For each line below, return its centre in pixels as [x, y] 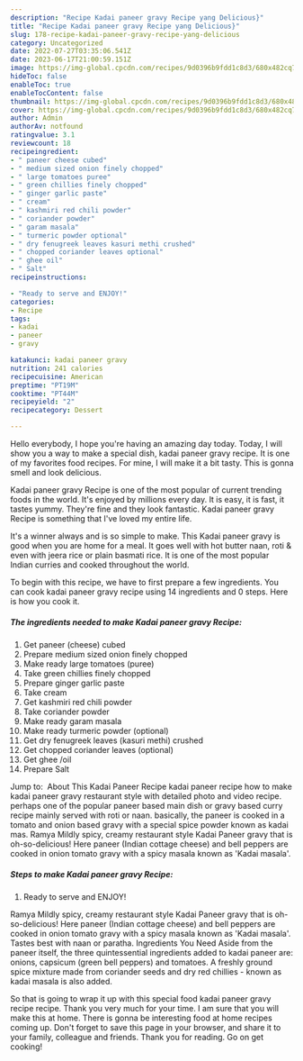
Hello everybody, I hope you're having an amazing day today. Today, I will [146, 444]
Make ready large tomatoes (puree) [89, 664]
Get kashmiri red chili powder [78, 702]
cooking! [27, 1047]
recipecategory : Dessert [57, 411]
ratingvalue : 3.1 [43, 135]
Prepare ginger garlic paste [74, 683]
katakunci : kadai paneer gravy [69, 360]
